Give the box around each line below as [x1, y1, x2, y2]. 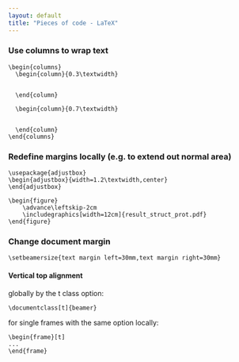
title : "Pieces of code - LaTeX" [8, 19, 119, 27]
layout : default [8, 11, 62, 20]
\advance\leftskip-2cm [22, 204, 97, 212]
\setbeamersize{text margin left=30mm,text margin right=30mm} [8, 254, 222, 262]
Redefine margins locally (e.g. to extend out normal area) [8, 151, 232, 162]
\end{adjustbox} [8, 183, 62, 191]
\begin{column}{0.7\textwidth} [15, 105, 119, 113]
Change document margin [8, 236, 111, 247]
